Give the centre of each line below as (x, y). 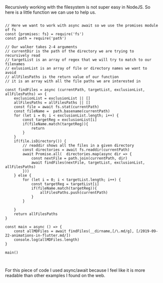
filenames (15, 64)
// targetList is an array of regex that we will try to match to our (78, 60)
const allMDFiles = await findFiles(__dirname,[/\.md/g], (74, 231)
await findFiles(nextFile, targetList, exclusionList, (88, 163)
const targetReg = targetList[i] (65, 184)
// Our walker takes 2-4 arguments (41, 47)
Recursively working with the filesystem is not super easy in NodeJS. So (78, 7)
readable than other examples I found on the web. (55, 275)
